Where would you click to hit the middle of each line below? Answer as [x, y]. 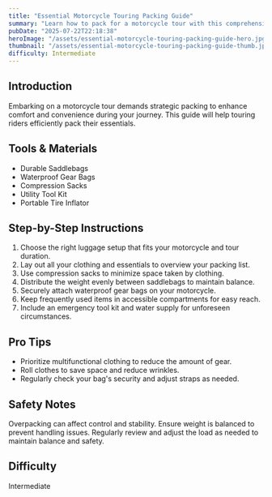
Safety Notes [42, 404]
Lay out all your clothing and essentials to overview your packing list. [135, 265]
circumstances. [46, 316]
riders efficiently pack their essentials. [72, 123]
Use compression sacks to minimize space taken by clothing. [122, 273]
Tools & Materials [53, 149]
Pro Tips [30, 342]
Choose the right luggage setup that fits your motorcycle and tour [130, 247]
